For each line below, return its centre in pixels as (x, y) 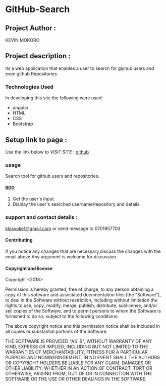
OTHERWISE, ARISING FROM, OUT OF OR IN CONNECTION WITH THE (79, 374)
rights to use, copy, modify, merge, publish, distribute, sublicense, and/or (81, 305)
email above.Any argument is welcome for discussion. (61, 256)
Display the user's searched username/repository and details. (77, 204)
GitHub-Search (38, 9)
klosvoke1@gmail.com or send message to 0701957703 (63, 228)
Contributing (19, 240)
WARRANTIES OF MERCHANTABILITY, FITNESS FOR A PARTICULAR (76, 352)
